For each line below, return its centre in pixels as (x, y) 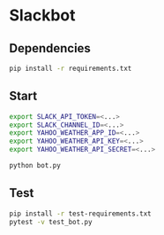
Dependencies (50, 48)
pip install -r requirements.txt (71, 68)
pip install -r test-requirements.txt (80, 214)
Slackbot (42, 16)
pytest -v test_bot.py (51, 222)
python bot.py (35, 166)
